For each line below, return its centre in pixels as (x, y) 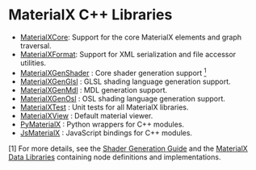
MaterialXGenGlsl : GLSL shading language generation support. (126, 81)
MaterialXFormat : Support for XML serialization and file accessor (128, 54)
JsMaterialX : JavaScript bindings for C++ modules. (106, 133)
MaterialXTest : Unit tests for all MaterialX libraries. (104, 107)
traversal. (36, 45)
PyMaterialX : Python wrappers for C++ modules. (102, 124)
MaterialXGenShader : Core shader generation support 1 (113, 72)
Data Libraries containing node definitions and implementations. (115, 157)
